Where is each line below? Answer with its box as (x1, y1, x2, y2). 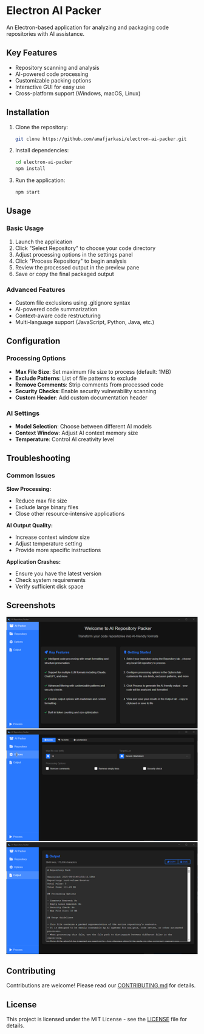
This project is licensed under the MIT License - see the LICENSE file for (6, 1016, 187, 1023)
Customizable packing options (15, 76, 92, 84)
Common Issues (6, 471, 56, 480)
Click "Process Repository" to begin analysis (15, 257, 127, 265)
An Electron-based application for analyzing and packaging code (6, 24, 169, 31)
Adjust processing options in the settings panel (15, 251, 133, 258)
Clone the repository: (15, 123, 69, 130)
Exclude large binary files (15, 503, 79, 510)
